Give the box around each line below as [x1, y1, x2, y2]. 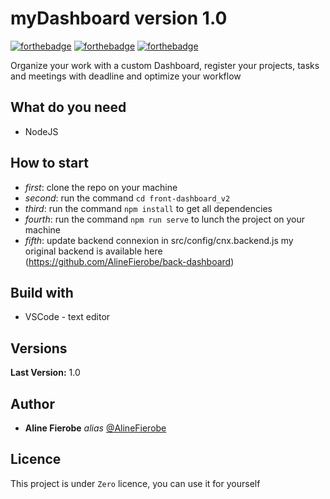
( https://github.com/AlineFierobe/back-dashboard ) [24, 255, 235, 267]
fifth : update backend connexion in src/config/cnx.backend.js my [24, 234, 294, 246]
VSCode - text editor [24, 311, 111, 323]
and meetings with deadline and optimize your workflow [10, 70, 242, 82]
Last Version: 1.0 [10, 367, 81, 379]
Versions [10, 340, 68, 357]
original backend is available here [24, 245, 163, 257]
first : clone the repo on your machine [24, 181, 178, 193]
